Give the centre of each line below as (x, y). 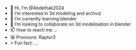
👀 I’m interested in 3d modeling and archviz (56, 13)
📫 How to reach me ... (34, 30)
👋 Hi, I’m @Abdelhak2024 (37, 8)
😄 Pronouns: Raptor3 (33, 37)
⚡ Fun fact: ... (24, 43)
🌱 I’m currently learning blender (43, 19)
